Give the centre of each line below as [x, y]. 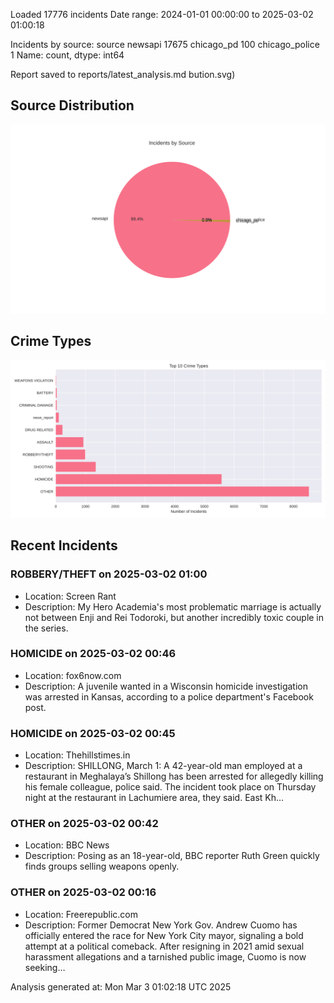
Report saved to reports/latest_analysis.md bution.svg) [123, 74]
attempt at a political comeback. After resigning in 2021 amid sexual [164, 946]
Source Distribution [72, 105]
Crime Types [51, 341]
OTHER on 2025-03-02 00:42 [84, 824]
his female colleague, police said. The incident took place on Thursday [170, 787]
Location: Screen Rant [70, 596]
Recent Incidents [64, 545]
